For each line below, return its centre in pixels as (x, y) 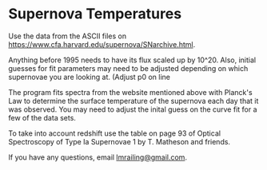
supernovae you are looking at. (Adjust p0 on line (89, 77)
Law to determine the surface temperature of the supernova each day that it (133, 101)
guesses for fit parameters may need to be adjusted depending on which (128, 68)
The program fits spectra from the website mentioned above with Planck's (131, 92)
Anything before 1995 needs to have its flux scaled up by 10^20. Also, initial (132, 60)
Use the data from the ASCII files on (67, 36)
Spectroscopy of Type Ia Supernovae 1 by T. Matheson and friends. (119, 141)
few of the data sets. (42, 117)
